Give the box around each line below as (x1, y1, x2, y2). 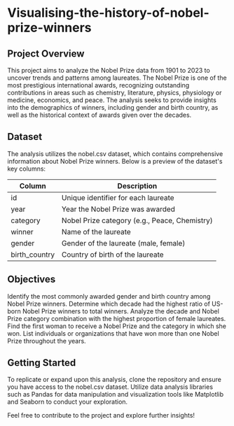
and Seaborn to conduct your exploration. (7, 397, 128, 406)
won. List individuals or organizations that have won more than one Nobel (7, 329, 219, 337)
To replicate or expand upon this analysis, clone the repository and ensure (7, 376, 222, 384)
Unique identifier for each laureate (62, 192, 174, 202)
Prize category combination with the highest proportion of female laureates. (7, 314, 226, 322)
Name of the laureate (62, 227, 131, 236)
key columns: (7, 164, 46, 173)
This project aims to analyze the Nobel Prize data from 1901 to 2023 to (7, 66, 210, 74)
